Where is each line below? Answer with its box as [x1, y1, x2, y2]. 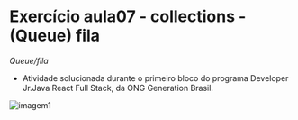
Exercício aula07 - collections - [9, 6, 247, 27]
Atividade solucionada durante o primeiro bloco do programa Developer [22, 72, 289, 83]
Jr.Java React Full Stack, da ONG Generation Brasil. [22, 82, 214, 93]
